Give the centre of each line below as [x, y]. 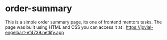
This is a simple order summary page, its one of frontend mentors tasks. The [83, 22]
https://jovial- [140, 27]
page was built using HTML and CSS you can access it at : [65, 27]
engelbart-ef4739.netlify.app [35, 32]
